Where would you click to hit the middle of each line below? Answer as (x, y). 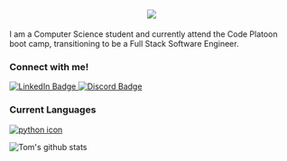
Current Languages (53, 110)
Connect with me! (49, 67)
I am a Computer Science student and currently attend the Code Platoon (143, 34)
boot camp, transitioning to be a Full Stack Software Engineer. (124, 43)
